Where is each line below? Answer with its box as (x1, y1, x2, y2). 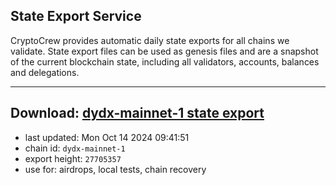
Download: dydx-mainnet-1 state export (10, 105, 265, 122)
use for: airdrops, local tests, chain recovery (24, 163, 207, 175)
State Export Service (10, 8, 142, 25)
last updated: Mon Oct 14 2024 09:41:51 (24, 131, 190, 143)
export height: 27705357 (24, 152, 122, 164)
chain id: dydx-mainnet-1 (24, 142, 126, 154)
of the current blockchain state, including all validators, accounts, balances (10, 55, 320, 68)
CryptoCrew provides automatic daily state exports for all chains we (10, 34, 290, 46)
